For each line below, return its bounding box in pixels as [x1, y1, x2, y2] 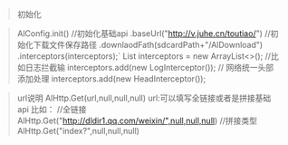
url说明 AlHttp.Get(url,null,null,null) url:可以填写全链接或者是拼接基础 [16, 92, 272, 103]
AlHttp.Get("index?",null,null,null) [16, 126, 139, 136]
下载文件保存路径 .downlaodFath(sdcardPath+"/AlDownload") [33, 40, 264, 50]
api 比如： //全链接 [16, 104, 87, 114]
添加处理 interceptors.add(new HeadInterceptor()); [16, 73, 206, 84]
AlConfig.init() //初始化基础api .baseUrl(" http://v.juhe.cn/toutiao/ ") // [16, 28, 271, 39]
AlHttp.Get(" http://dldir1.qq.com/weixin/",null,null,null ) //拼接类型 [16, 115, 258, 126]
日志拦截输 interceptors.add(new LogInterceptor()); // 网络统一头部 [24, 63, 274, 72]
